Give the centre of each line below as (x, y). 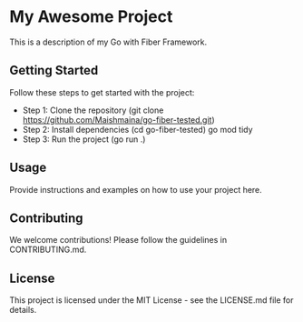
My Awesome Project (91, 17)
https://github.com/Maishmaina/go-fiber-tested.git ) (118, 119)
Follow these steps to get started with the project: (102, 92)
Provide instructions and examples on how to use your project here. (136, 189)
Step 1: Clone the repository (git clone (93, 110)
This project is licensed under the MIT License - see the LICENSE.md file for (151, 300)
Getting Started (54, 70)
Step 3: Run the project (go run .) (84, 139)
